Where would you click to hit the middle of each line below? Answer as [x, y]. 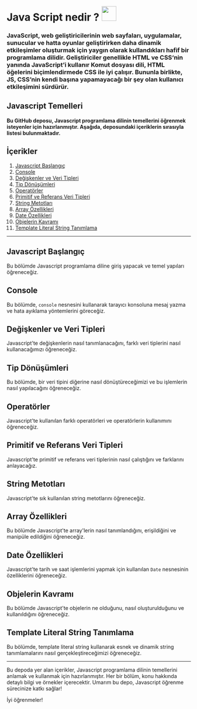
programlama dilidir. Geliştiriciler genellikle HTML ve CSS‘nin [95, 57]
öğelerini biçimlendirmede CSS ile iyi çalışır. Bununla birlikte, [95, 72]
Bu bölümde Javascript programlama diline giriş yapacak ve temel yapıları [96, 266]
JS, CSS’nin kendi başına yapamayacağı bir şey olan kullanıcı [95, 80]
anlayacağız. [22, 465]
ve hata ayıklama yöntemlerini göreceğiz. [56, 311]
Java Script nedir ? [53, 17]
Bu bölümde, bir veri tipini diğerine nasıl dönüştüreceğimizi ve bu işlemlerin [97, 382]
